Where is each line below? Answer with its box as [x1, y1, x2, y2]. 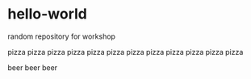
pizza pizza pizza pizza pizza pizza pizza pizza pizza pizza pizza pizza [7, 47, 244, 56]
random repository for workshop [7, 31, 116, 41]
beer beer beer [7, 62, 58, 73]
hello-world [7, 5, 88, 23]
